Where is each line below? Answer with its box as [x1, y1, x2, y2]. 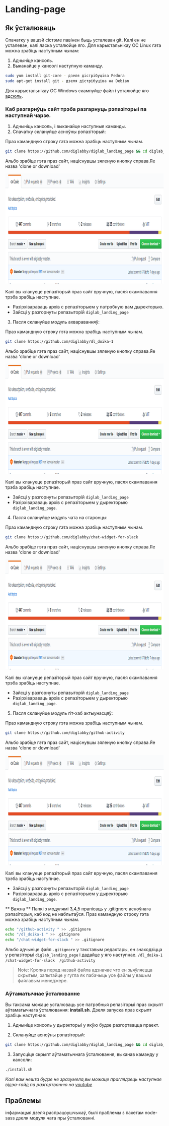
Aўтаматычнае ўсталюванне [5, 990, 80, 997]
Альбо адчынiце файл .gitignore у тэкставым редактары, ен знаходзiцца [5, 947, 162, 953]
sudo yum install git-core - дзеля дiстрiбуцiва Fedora [5, 73, 125, 78]
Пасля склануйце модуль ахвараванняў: [12, 319, 100, 325]
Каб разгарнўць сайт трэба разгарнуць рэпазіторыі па [5, 105, 147, 112]
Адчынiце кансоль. [12, 57, 54, 64]
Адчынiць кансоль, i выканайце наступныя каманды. [12, 123, 126, 130]
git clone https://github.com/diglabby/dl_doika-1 [5, 339, 114, 344]
